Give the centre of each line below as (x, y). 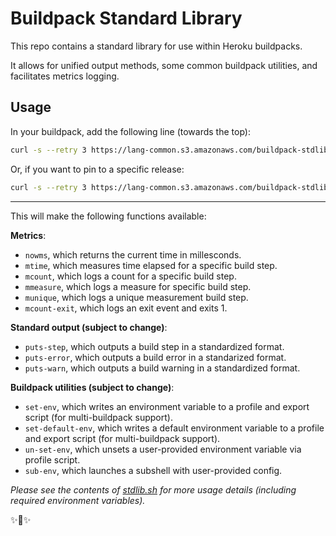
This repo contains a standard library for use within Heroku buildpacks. (156, 46)
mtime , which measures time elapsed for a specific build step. (151, 265)
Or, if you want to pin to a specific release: (97, 169)
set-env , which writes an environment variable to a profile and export (167, 406)
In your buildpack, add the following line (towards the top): (130, 131)
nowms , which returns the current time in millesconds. (133, 254)
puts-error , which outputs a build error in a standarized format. (155, 357)
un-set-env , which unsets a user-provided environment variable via (163, 449)
